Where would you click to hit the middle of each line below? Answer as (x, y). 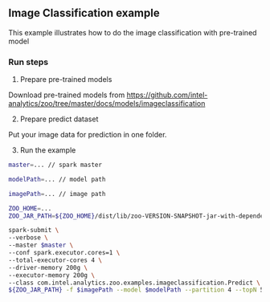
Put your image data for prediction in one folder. (88, 135)
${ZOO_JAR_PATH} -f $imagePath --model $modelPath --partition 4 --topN (133, 290)
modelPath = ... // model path (57, 179)
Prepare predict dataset (59, 119)
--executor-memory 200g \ (51, 275)
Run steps (29, 62)
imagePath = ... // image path (57, 194)
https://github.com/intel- (167, 95)
